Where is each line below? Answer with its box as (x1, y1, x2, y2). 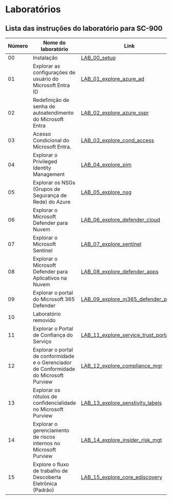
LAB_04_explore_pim (81, 161, 132, 168)
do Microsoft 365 (33, 296, 75, 303)
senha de (33, 103, 55, 110)
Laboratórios (5, 4, 61, 15)
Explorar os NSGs (33, 179, 76, 186)
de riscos (33, 433, 55, 440)
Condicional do (33, 137, 70, 144)
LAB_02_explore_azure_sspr (81, 109, 149, 116)
